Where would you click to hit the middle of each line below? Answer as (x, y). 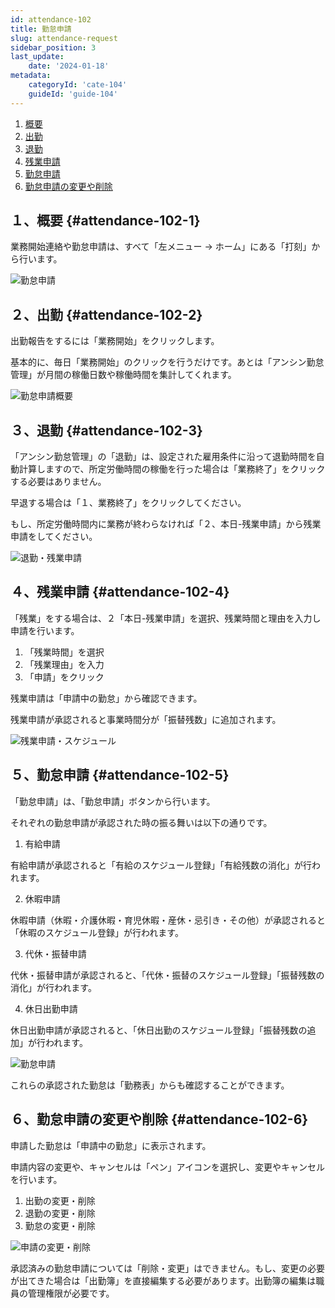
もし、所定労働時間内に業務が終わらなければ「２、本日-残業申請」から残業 (166, 524)
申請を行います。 (45, 630)
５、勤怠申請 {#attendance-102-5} (120, 775)
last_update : (37, 57)
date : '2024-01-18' (69, 66)
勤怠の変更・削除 (60, 1225)
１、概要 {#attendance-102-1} (105, 221)
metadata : (31, 76)
